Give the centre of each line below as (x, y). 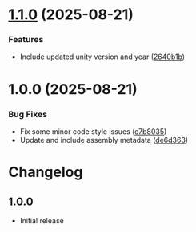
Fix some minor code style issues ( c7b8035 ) (93, 131)
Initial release (42, 220)
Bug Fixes (28, 114)
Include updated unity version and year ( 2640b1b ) (102, 57)
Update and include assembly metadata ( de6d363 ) (104, 140)
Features (26, 40)
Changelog (46, 172)
